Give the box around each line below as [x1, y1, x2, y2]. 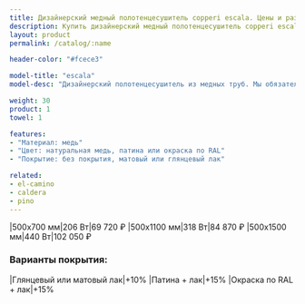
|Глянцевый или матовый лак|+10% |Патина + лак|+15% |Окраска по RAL [9, 274, 293, 285]
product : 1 [9, 104, 51, 113]
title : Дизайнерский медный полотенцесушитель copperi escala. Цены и [9, 13, 282, 23]
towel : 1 [9, 113, 43, 123]
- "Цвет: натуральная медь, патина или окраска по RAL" [9, 146, 225, 155]
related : [9, 172, 43, 181]
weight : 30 [9, 96, 51, 105]
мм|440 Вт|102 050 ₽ [9, 230, 93, 241]
